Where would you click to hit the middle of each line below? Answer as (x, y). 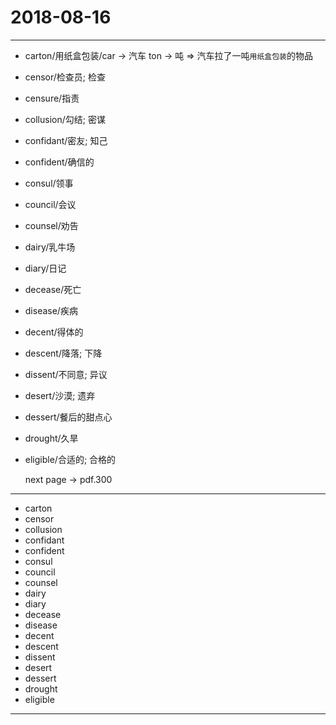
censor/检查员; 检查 (65, 77)
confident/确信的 (59, 162)
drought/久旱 (51, 438)
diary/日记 (45, 268)
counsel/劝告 (51, 225)
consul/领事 (49, 183)
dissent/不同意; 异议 (66, 374)
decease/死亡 (53, 289)
